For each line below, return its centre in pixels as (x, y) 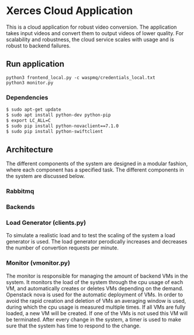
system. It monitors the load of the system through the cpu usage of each (95, 282)
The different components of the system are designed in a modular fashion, (97, 164)
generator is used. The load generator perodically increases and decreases (97, 242)
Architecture (30, 150)
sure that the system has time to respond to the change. (74, 326)
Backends (20, 207)
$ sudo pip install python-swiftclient (55, 131)
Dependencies (27, 97)
